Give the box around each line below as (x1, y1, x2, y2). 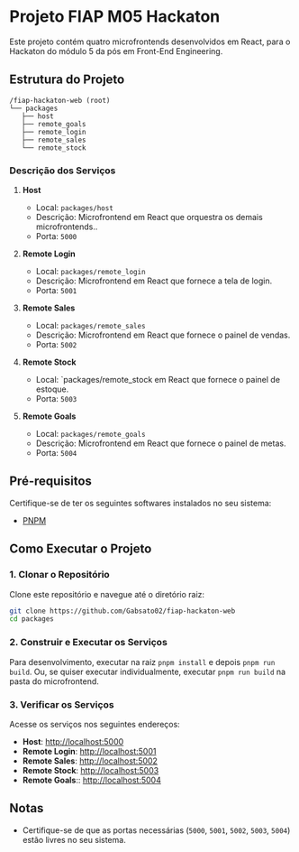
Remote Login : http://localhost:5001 (22, 745, 157, 756)
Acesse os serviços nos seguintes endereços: (9, 718, 180, 729)
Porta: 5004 (35, 448, 77, 458)
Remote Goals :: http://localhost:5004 (22, 774, 162, 785)
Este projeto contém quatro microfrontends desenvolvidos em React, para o (9, 36, 291, 47)
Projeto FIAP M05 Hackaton (9, 6, 221, 27)
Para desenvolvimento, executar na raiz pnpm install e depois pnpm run (9, 656, 276, 667)
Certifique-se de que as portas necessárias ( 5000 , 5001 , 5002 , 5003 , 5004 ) (22, 824, 291, 836)
